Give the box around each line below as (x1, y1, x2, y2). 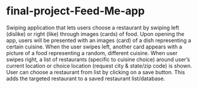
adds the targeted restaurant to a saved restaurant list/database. (6, 75, 166, 82)
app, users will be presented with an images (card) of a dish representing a (6, 37, 192, 44)
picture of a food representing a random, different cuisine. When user (6, 49, 178, 56)
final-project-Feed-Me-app (6, 4, 145, 18)
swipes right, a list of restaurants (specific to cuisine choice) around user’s (6, 56, 190, 63)
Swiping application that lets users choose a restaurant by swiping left (6, 24, 180, 31)
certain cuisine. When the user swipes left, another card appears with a (6, 43, 183, 50)
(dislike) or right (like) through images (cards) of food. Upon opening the (6, 30, 184, 37)
